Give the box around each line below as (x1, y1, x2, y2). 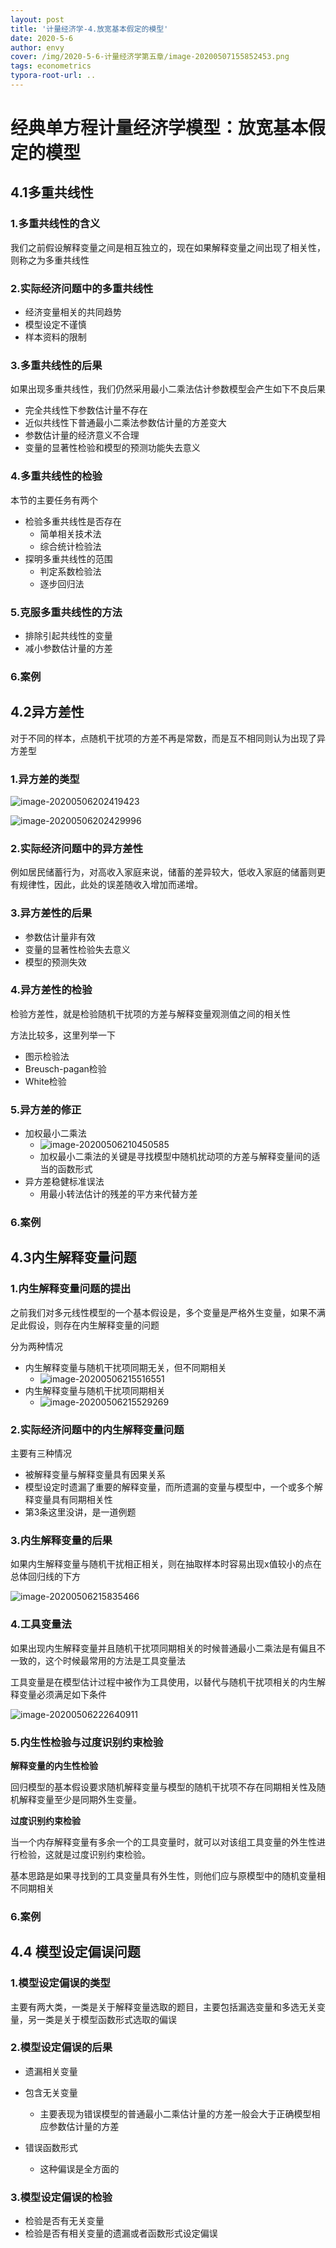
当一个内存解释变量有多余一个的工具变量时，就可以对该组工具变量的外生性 (10, 1836, 317, 1848)
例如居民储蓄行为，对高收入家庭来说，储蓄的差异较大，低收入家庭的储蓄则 (10, 866, 317, 878)
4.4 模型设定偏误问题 (10, 1944, 141, 1961)
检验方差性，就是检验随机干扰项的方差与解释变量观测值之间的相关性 (10, 1007, 291, 1020)
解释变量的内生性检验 (10, 1759, 98, 1771)
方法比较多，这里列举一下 (10, 1029, 116, 1041)
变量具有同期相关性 (33, 1494, 113, 1506)
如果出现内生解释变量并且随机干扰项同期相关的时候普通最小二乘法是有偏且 (10, 1642, 317, 1654)
